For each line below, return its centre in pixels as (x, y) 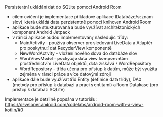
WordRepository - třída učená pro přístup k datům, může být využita (88, 69)
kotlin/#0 (14, 110)
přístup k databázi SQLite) (38, 90)
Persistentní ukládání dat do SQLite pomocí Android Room (63, 7)
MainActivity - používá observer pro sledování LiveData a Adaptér (86, 43)
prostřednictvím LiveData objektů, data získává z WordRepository (85, 64)
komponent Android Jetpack (41, 32)
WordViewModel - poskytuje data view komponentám (74, 58)
